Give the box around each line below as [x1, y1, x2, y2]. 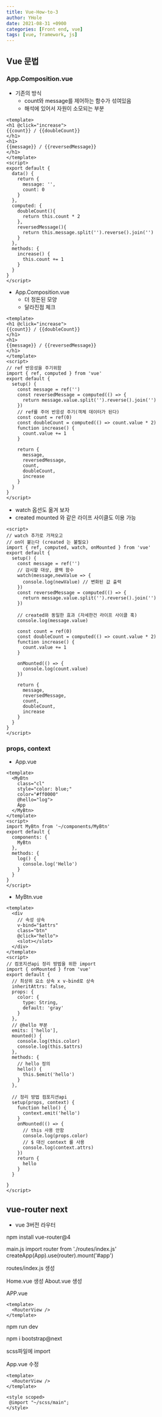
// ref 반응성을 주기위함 [6, 365, 62, 371]
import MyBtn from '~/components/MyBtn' [6, 824, 111, 830]
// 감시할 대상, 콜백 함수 [17, 567, 74, 573]
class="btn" [17, 928, 48, 934]
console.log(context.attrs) [22, 1144, 94, 1151]
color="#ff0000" [17, 791, 59, 798]
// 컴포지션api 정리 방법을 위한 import [6, 961, 96, 968]
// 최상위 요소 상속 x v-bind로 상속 [12, 978, 95, 985]
